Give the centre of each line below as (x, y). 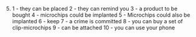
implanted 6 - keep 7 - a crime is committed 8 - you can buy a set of (97, 21)
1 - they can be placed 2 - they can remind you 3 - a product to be (95, 9)
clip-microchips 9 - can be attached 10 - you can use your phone (93, 27)
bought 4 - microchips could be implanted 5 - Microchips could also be (101, 15)
